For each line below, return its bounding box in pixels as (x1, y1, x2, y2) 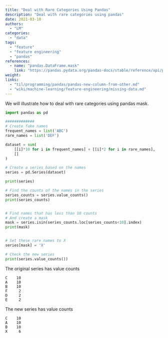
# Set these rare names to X (5, 238, 66, 243)
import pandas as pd (5, 110, 48, 115)
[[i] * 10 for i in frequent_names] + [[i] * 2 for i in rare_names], (14, 146, 155, 152)
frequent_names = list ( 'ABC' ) (5, 128, 68, 133)
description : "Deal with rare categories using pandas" (5, 12, 124, 17)
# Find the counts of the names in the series (5, 188, 104, 193)
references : (5, 59, 30, 64)
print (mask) (5, 225, 30, 230)
